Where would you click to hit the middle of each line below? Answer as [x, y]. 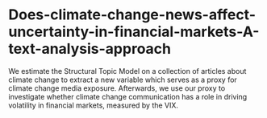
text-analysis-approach [90, 49]
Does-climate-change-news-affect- [132, 15]
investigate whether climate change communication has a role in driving [128, 96]
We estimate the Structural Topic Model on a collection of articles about [127, 71]
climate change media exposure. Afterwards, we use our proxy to [117, 88]
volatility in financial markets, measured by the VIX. [94, 105]
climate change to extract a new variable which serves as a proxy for [123, 79]
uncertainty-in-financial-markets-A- [134, 32]
